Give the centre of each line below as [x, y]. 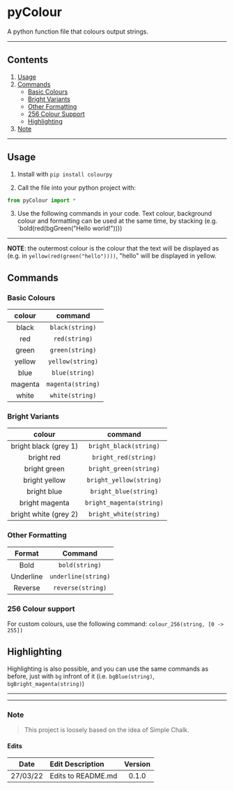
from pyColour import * [42, 200]
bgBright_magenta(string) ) [46, 683]
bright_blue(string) [124, 492]
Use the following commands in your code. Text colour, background [115, 214]
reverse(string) [80, 588]
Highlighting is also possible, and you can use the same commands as [108, 669]
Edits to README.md [84, 776]
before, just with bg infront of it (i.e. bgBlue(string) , [81, 676]
